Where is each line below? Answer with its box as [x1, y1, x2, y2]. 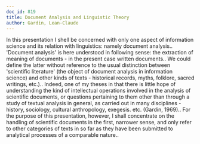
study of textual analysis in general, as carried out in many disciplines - [6, 100, 181, 107]
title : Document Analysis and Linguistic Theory [6, 14, 130, 20]
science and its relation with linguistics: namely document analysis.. [6, 42, 173, 50]
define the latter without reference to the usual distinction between [6, 62, 171, 69]
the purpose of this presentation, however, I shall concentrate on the [6, 112, 175, 120]
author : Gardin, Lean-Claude [6, 20, 79, 26]
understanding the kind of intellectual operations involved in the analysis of [6, 87, 191, 94]
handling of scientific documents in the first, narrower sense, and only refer [6, 119, 192, 126]
